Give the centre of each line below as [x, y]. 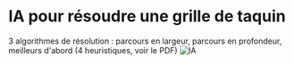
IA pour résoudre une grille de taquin [147, 16]
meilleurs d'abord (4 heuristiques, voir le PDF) [93, 50]
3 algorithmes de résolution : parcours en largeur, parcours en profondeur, [145, 41]
